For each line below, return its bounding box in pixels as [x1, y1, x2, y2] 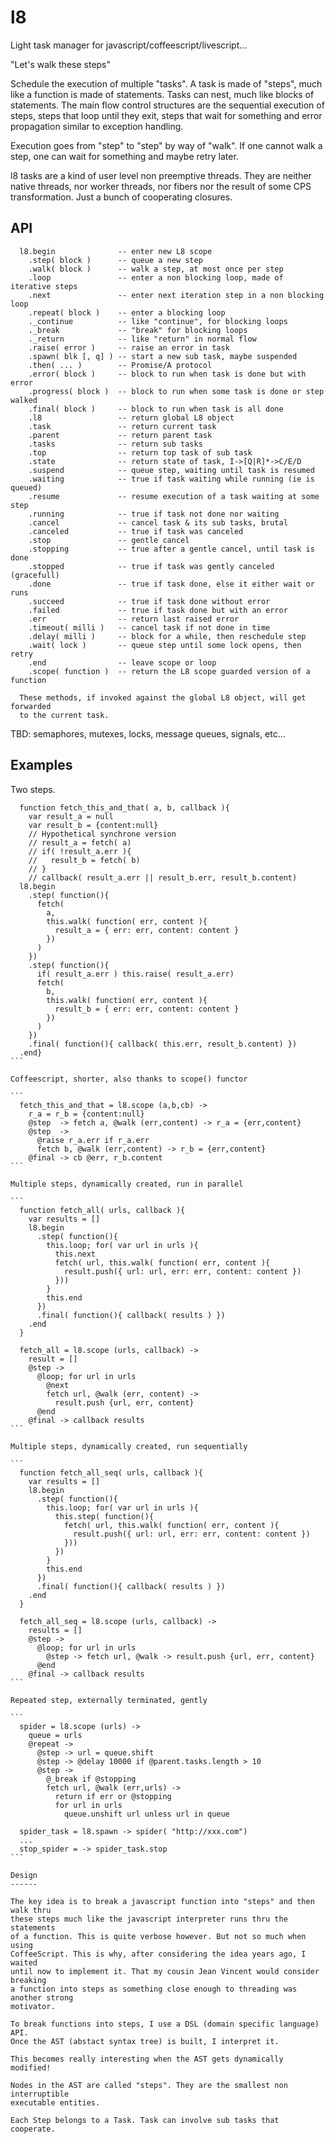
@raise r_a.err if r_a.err [36, 1135, 150, 1145]
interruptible [10, 2089, 70, 2099]
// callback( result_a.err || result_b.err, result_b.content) [28, 872, 298, 883]
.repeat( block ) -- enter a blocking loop [28, 307, 226, 318]
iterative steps [10, 281, 78, 291]
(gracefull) [10, 570, 60, 580]
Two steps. [10, 783, 56, 795]
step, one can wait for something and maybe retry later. [10, 150, 239, 162]
